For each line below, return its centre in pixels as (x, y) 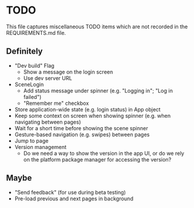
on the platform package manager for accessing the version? (97, 159)
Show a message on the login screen (68, 72)
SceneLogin (29, 84)
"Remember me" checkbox (56, 103)
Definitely (24, 52)
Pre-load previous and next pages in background (74, 199)
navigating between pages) (48, 122)
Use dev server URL (48, 78)
